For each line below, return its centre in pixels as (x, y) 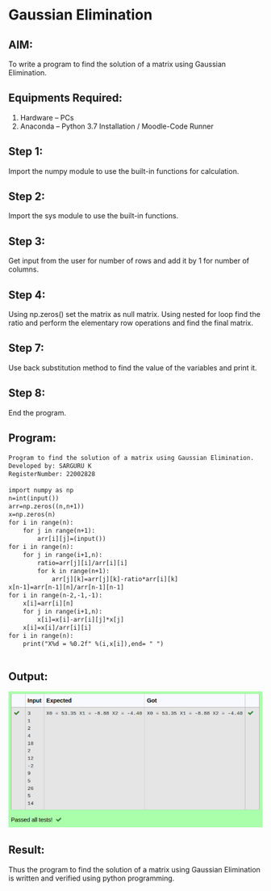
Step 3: (27, 241)
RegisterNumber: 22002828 (52, 474)
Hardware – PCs (47, 117)
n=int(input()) (34, 498)
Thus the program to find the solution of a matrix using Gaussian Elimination (134, 869)
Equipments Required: (65, 98)
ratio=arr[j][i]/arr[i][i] (83, 563)
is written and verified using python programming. (92, 878)
